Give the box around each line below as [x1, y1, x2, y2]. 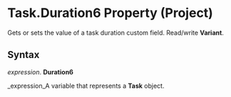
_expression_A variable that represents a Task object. [7, 81, 165, 90]
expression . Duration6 [7, 67, 73, 76]
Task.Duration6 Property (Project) [7, 5, 214, 21]
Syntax [7, 49, 40, 61]
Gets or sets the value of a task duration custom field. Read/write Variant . [7, 28, 225, 37]
